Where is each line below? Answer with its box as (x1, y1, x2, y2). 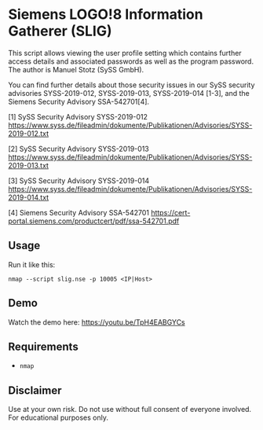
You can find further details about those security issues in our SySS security (8, 80, 255, 90)
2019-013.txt (8, 160, 49, 170)
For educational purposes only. (8, 413, 108, 422)
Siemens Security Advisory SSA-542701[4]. (8, 97, 150, 106)
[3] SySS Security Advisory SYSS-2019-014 (8, 175, 150, 186)
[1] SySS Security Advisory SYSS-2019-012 (8, 112, 148, 121)
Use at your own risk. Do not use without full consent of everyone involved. (8, 405, 252, 414)
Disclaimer (8, 384, 62, 397)
